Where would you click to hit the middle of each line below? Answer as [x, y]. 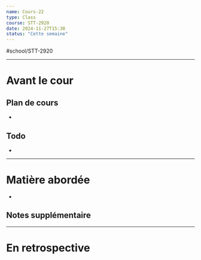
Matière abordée [48, 180]
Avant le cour [40, 81]
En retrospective [48, 248]
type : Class [21, 17]
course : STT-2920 [28, 23]
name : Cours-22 [25, 12]
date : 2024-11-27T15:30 [36, 28]
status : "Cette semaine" [37, 34]
